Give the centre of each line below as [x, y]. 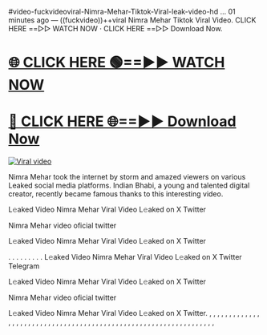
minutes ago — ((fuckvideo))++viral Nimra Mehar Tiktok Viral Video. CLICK [132, 20]
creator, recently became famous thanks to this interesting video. [116, 194]
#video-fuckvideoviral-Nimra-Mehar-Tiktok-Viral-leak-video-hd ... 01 [122, 12]
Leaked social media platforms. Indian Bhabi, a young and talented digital [129, 186]
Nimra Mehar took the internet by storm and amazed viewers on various [127, 177]
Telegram [24, 266]
